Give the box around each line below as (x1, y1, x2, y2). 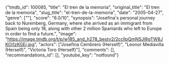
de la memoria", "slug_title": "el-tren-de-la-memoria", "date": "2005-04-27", (5, 9, 164, 15)
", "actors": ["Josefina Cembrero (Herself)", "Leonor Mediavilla (34, 41, 164, 47)
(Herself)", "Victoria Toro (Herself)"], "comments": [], (5, 47, 116, 52)
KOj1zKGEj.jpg (5, 41, 35, 47)
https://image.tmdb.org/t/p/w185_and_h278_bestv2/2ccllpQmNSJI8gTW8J (7, 36, 163, 42)
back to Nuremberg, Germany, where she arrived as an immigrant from (5, 20, 153, 26)
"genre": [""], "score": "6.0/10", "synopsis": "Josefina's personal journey (5, 15, 155, 20)
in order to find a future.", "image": (5, 31, 77, 36)
